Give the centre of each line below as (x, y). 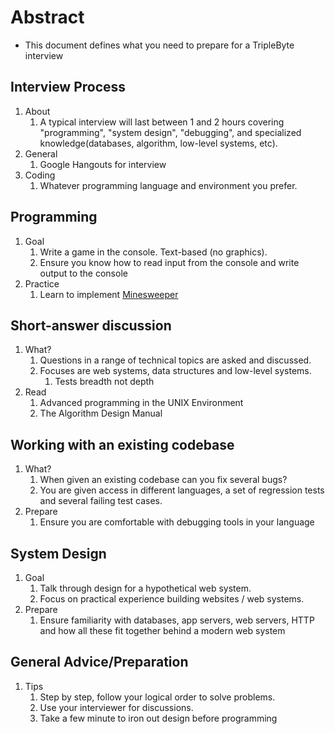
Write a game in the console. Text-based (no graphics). (153, 252)
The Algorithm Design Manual (101, 413)
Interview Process (68, 87)
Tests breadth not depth (104, 382)
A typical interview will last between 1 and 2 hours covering (162, 122)
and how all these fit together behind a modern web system (162, 630)
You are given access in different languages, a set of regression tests (182, 490)
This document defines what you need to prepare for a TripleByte (159, 45)
